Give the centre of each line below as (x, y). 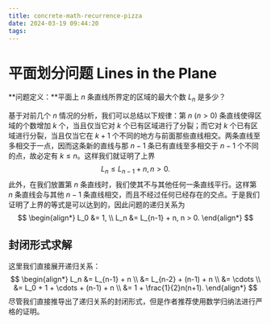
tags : (17, 31)
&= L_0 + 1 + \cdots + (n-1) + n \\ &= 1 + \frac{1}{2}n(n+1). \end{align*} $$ (135, 288)
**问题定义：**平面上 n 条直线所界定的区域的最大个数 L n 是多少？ (117, 98)
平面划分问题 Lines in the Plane (113, 73)
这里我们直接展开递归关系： (54, 266)
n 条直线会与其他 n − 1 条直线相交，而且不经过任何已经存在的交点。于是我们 (134, 194)
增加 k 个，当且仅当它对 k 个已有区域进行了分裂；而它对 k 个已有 (144, 126)
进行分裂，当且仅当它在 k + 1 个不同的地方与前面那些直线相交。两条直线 (134, 136)
